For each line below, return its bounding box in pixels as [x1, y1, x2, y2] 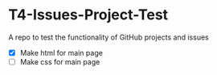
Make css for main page [19, 57, 100, 66]
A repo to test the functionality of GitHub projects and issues [8, 32, 209, 42]
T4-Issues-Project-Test [8, 6, 169, 24]
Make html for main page [19, 48, 103, 57]
